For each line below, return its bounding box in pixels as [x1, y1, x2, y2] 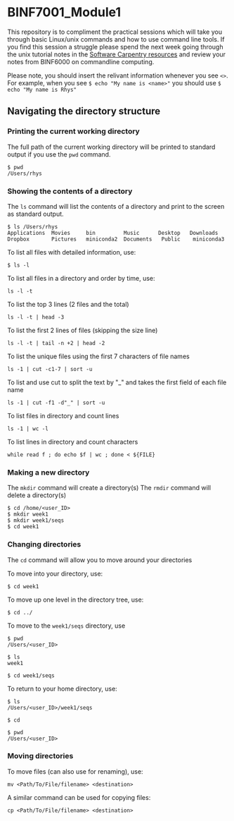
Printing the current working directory [7, 126, 141, 136]
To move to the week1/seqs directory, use [7, 621, 126, 630]
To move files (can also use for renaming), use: [7, 767, 143, 776]
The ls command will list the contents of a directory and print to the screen [7, 202, 225, 210]
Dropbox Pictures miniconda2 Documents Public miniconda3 [7, 236, 225, 243]
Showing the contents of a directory [7, 186, 133, 196]
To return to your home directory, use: [7, 684, 117, 693]
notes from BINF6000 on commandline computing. [7, 57, 155, 66]
